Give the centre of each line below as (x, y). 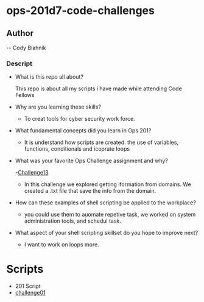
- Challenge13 (32, 173)
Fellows (25, 95)
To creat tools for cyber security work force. (79, 119)
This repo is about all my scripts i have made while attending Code (99, 88)
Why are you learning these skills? (58, 107)
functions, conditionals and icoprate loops (77, 149)
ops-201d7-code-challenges (81, 11)
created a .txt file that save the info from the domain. (90, 191)
